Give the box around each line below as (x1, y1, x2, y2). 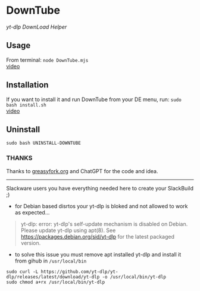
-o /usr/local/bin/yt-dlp (102, 274, 167, 280)
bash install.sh (6, 102, 46, 108)
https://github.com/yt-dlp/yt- (40, 268, 118, 274)
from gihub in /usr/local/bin (14, 257, 87, 264)
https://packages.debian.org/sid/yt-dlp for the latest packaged (20, 233, 174, 240)
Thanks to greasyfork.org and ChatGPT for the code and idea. (6, 167, 158, 174)
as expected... (14, 209, 50, 216)
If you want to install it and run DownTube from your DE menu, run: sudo (6, 96, 182, 103)
